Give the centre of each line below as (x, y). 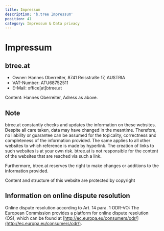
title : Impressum (23, 10)
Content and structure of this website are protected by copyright (70, 180)
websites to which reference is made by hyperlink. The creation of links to (80, 146)
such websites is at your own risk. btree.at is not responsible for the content (82, 151)
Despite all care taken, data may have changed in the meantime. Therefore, (81, 130)
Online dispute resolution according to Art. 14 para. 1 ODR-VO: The (72, 207)
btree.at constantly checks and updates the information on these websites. (81, 125)
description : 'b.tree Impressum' (39, 14)
